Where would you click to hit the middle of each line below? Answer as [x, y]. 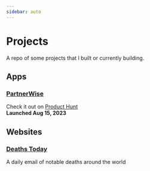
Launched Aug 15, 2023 [36, 113]
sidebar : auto [24, 12]
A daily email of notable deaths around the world [66, 161]
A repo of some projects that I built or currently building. [75, 58]
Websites [24, 132]
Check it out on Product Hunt [42, 107]
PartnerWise [25, 93]
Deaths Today [27, 149]
